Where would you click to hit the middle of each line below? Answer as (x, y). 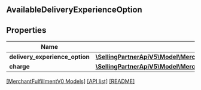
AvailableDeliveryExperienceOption (74, 10)
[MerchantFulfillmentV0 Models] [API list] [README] (71, 81)
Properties (26, 30)
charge (19, 67)
